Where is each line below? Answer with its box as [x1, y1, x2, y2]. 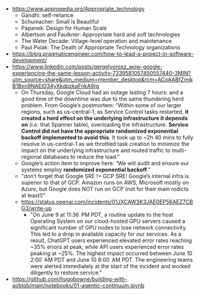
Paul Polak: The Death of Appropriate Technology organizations [21, 44, 181, 51]
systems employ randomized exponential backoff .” [21, 166, 151, 173]
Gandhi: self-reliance [21, 12, 74, 19]
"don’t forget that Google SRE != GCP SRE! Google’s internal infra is [21, 173, 189, 179]
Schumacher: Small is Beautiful [21, 18, 99, 25]
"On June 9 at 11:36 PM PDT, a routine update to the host [30, 211, 174, 218]
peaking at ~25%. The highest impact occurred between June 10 [30, 250, 193, 257]
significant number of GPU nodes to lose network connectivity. [30, 224, 187, 231]
